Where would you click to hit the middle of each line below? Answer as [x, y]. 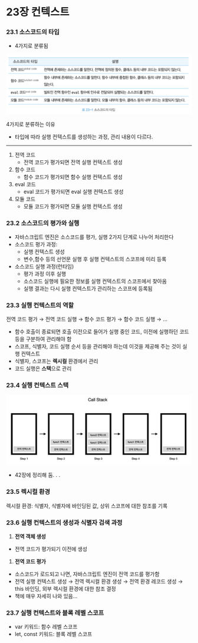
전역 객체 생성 [30, 536]
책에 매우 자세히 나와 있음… [46, 596]
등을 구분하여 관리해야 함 [43, 339]
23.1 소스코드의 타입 [33, 32]
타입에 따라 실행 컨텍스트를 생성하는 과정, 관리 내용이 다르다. [84, 137]
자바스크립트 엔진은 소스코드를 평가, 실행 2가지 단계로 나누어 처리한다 [94, 237]
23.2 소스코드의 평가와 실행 [43, 223]
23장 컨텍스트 [38, 12]
